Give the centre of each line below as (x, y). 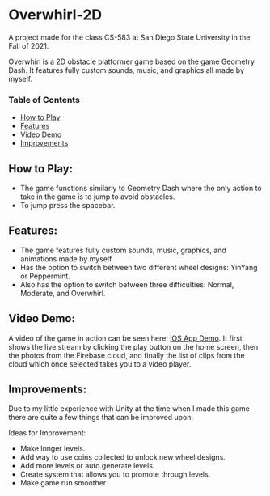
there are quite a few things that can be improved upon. (101, 418)
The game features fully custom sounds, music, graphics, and (123, 250)
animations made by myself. (67, 259)
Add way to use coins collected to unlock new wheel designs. (123, 457)
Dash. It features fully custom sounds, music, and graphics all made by (127, 70)
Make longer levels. (53, 449)
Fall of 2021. (29, 45)
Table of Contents (44, 100)
